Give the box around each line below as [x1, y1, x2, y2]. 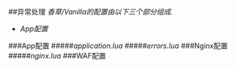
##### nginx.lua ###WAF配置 [8, 51, 107, 60]
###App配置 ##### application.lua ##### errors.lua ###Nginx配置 [8, 41, 229, 50]
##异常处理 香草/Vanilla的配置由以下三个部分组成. [8, 7, 173, 16]
